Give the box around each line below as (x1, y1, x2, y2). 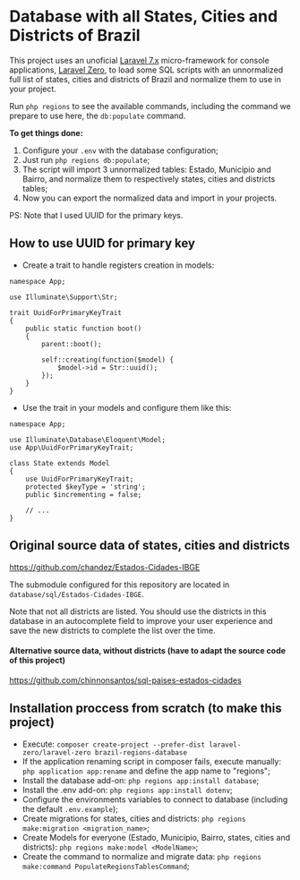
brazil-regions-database (94, 748, 188, 757)
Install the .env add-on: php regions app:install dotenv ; (21, 784, 233, 795)
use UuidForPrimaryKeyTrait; (25, 474, 134, 483)
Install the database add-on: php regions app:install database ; (21, 774, 260, 785)
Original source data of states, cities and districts (9, 538, 290, 553)
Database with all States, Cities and (9, 6, 279, 27)
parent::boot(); (41, 339, 102, 348)
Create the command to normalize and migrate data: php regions (21, 850, 261, 861)
